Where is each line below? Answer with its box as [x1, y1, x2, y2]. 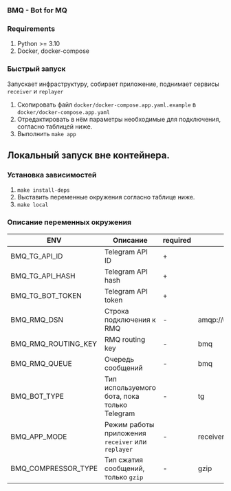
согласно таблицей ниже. [16, 122, 93, 131]
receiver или [104, 437, 147, 446]
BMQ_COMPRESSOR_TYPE [10, 463, 98, 473]
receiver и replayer [7, 87, 64, 95]
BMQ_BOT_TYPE [10, 391, 64, 401]
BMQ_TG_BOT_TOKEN [10, 291, 82, 301]
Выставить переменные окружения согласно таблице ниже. [16, 193, 195, 201]
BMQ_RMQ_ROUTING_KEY [10, 339, 98, 349]
